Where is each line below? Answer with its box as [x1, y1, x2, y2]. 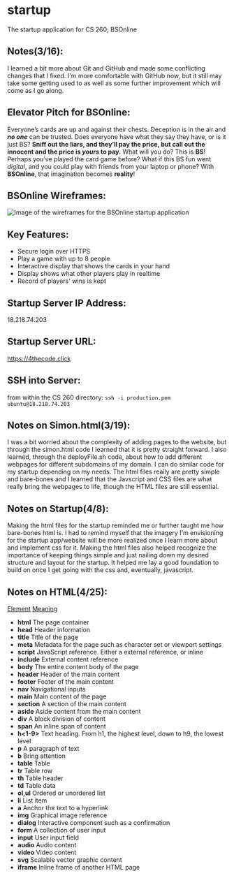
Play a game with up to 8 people [17, 254, 110, 263]
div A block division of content [17, 715, 106, 723]
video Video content [17, 848, 77, 857]
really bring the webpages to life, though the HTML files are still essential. [7, 483, 219, 491]
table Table [17, 759, 51, 768]
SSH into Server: [7, 374, 81, 386]
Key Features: [7, 228, 69, 240]
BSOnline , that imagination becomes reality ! [7, 170, 136, 178]
